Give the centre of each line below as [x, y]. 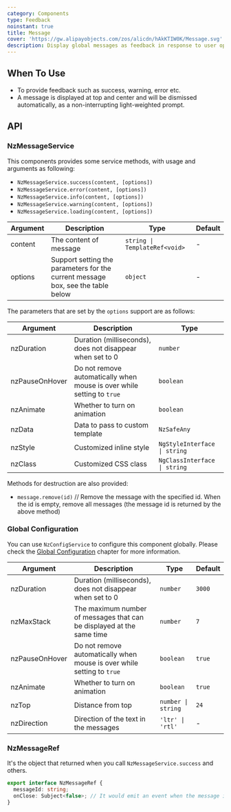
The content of [75, 240]
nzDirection [29, 723]
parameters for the [81, 268]
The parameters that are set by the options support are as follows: [101, 311]
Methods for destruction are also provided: [68, 483]
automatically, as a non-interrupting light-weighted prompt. [101, 105]
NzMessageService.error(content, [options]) [82, 190]
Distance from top [103, 705]
